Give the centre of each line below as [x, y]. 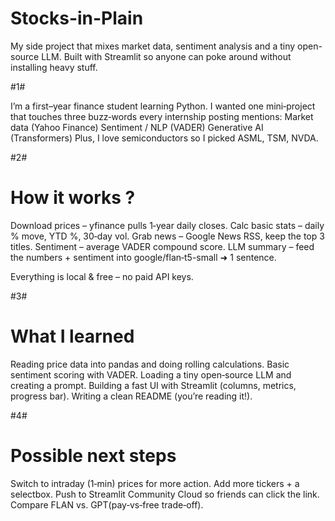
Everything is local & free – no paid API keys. [102, 276]
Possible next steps [93, 456]
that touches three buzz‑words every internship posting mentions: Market [162, 116]
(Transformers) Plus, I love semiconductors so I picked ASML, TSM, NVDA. [164, 138]
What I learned [72, 336]
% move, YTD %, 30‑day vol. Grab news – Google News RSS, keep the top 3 [167, 236]
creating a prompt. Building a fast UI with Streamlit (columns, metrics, [153, 385]
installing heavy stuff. [54, 67]
